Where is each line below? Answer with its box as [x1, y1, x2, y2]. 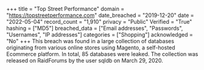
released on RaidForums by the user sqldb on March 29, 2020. [6, 57, 163, 64]
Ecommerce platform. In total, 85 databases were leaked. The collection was [6, 51, 199, 57]
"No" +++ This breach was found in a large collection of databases [6, 38, 175, 44]
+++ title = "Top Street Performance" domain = [6, 5, 125, 12]
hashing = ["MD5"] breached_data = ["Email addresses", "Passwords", [6, 24, 183, 32]
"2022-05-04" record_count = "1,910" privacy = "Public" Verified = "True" [6, 18, 192, 25]
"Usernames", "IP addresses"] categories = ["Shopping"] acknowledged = [6, 31, 193, 38]
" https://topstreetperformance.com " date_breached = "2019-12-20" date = [6, 12, 194, 19]
